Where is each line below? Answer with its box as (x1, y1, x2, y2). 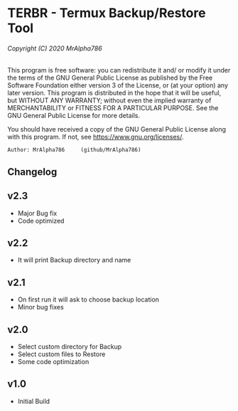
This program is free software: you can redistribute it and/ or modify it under (7, 66, 231, 75)
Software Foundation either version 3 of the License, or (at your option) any (7, 81, 229, 90)
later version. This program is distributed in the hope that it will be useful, (7, 89, 222, 97)
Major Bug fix (17, 208, 58, 218)
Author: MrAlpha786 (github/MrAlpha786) (7, 146, 141, 154)
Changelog (7, 166, 58, 178)
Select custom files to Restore (17, 350, 106, 358)
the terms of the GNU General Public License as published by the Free (7, 73, 213, 82)
